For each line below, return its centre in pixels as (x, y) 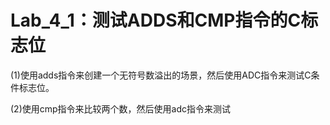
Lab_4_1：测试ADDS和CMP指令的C (156, 20)
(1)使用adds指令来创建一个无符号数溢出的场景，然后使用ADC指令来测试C (161, 75)
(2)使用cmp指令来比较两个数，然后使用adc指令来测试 (121, 108)
